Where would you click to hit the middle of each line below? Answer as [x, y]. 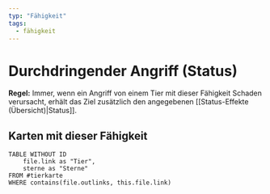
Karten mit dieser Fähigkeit [78, 135]
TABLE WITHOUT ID [38, 154]
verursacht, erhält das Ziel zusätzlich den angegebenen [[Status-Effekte [129, 102]
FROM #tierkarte [36, 176]
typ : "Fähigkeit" [38, 16]
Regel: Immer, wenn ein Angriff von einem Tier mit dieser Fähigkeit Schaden [135, 93]
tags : [17, 23]
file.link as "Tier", [59, 162]
